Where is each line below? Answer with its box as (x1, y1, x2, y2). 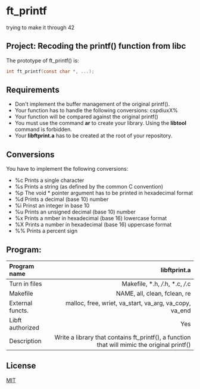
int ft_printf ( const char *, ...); (6, 68, 95, 74)
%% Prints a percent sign (14, 227, 78, 234)
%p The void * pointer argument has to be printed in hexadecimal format (14, 189, 193, 197)
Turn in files (9, 280, 42, 288)
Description (9, 337, 42, 346)
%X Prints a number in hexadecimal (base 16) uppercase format (14, 221, 172, 228)
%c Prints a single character (14, 177, 85, 184)
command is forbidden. (14, 126, 73, 133)
